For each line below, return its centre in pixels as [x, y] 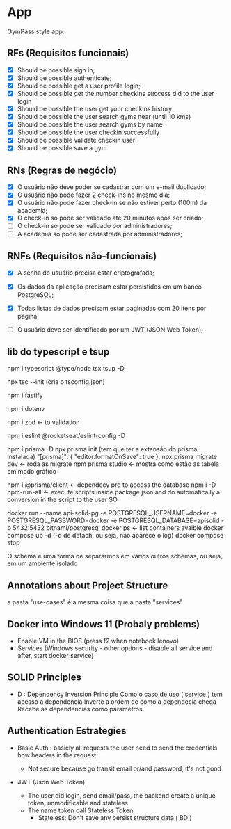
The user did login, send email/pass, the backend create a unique [121, 795]
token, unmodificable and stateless [78, 803]
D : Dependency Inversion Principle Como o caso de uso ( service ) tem [120, 694]
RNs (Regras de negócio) [62, 170]
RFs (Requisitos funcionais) [68, 53]
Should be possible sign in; [56, 70]
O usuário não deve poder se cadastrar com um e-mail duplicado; [112, 187]
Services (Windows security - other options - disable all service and [115, 648]
